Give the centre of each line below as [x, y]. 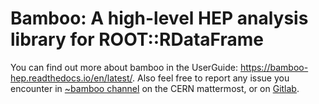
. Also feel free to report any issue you [211, 78]
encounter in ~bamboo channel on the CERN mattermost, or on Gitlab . [155, 88]
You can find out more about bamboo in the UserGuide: [124, 67]
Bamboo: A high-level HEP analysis [159, 18]
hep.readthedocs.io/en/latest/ [71, 78]
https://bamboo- [274, 67]
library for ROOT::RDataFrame [137, 39]
